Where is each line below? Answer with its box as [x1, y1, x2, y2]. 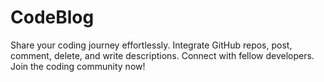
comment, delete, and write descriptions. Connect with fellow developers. [10, 49, 315, 61]
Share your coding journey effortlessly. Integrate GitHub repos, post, [10, 39, 293, 51]
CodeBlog [10, 6, 95, 29]
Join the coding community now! [10, 60, 146, 72]
